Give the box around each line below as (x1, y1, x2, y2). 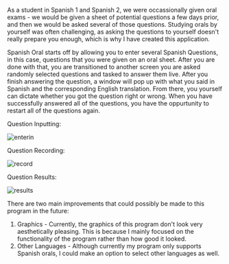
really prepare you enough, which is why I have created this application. (7, 35, 210, 43)
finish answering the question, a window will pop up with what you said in (7, 77, 215, 85)
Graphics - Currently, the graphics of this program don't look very (16, 220, 204, 228)
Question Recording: (7, 147, 65, 154)
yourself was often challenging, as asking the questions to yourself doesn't (7, 27, 219, 36)
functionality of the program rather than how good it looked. (16, 235, 187, 243)
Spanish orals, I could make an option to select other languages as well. (16, 250, 220, 257)
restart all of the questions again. (7, 106, 101, 115)
